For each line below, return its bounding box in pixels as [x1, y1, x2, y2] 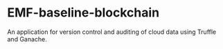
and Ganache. [7, 35, 47, 43]
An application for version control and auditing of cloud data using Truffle [7, 28, 217, 36]
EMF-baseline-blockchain [7, 5, 160, 21]
